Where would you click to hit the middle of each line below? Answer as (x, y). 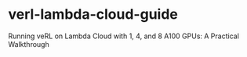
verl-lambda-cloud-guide (93, 14)
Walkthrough (29, 44)
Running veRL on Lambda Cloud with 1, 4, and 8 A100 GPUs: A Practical (123, 36)
